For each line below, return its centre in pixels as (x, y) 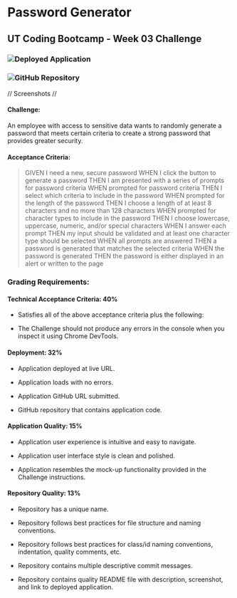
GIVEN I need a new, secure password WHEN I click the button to (120, 173)
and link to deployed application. (65, 587)
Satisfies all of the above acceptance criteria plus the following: (111, 315)
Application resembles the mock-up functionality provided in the (112, 469)
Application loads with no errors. (65, 382)
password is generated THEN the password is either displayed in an (124, 256)
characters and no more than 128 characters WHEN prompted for (121, 211)
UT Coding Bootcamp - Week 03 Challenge (105, 39)
